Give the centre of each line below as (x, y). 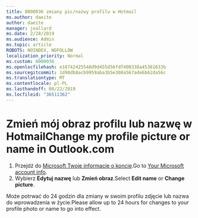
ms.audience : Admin (30, 39)
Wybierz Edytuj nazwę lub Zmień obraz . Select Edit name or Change (100, 178)
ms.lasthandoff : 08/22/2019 (41, 89)
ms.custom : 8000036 (30, 61)
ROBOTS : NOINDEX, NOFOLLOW (40, 50)
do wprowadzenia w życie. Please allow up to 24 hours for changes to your (98, 202)
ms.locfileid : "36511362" (38, 94)
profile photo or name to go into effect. (54, 208)
